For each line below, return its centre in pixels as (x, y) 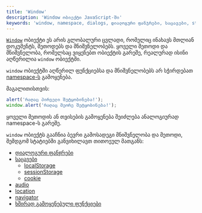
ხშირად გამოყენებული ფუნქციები (58, 204)
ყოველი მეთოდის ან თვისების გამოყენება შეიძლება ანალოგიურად (93, 117)
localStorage (40, 166)
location (25, 191)
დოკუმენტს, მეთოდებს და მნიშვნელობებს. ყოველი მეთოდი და (87, 46)
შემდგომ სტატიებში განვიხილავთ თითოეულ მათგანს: (75, 141)
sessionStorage (43, 172)
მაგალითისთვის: (28, 89)
